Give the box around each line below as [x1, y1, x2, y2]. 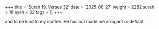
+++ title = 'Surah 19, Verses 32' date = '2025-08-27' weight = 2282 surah [5, 4, 155, 10]
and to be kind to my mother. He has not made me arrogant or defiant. [5, 19, 145, 24]
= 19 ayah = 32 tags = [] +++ [5, 9, 63, 15]
